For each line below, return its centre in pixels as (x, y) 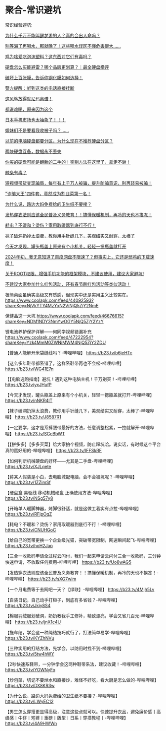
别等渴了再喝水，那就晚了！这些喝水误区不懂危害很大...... (63, 46)
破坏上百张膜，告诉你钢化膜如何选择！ (44, 77)
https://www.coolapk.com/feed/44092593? (49, 300)
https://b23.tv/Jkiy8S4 (28, 605)
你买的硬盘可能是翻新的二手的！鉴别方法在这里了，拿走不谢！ (68, 162)
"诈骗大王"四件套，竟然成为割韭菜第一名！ (48, 194)
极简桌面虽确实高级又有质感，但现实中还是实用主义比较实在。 (68, 295)
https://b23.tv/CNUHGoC (31, 530)
